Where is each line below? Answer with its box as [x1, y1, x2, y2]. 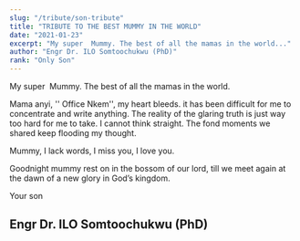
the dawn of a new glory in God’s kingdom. [9, 173, 171, 183]
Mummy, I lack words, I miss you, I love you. [9, 145, 175, 156]
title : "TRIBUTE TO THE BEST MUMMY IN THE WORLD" [9, 22, 202, 31]
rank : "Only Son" [9, 56, 76, 65]
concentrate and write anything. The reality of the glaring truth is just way [9, 109, 286, 119]
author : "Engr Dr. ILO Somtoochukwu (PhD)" [9, 47, 178, 57]
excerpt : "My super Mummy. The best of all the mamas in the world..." [9, 38, 292, 48]
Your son [9, 191, 44, 201]
